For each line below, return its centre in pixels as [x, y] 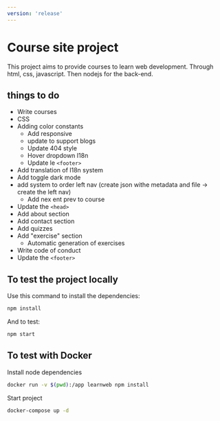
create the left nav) [44, 192]
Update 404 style [52, 148]
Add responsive [49, 134]
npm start [21, 334]
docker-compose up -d [38, 410]
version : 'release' [35, 13]
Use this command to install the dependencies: [74, 296]
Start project [25, 398]
